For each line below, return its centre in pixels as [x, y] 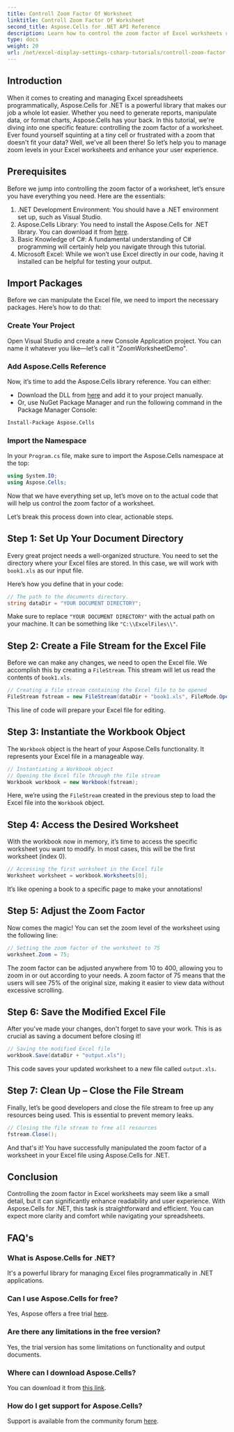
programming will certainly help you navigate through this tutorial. [112, 246]
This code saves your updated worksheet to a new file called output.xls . [112, 1069]
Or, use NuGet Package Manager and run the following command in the [120, 402]
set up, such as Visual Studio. [60, 216]
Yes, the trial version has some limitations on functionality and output [106, 1347]
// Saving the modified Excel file [59, 1049]
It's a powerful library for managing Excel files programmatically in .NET [110, 1273]
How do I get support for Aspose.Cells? [75, 1405]
